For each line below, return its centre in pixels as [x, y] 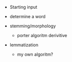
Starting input [24, 7]
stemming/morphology [33, 26]
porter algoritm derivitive [42, 35]
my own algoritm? [35, 54]
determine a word [27, 16]
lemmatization [24, 45]
